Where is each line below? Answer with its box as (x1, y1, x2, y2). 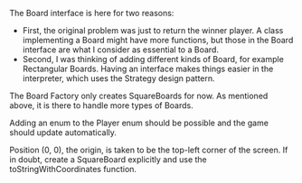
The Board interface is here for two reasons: (9, 8, 175, 18)
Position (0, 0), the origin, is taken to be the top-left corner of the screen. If (9, 144, 288, 155)
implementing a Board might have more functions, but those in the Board (22, 35, 294, 45)
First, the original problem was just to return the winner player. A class (22, 25, 284, 35)
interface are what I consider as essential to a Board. (22, 44, 220, 55)
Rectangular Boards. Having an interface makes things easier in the (22, 63, 274, 74)
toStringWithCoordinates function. (9, 164, 137, 174)
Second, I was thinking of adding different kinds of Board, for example (22, 54, 285, 64)
